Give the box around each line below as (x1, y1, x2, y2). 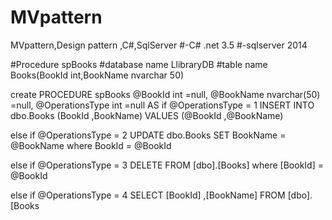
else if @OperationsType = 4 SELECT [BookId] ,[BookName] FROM (10, 189, 286, 201)
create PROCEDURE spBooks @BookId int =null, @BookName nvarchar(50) (10, 88, 321, 100)
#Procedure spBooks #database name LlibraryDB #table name (10, 58, 268, 70)
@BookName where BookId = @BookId (10, 139, 172, 151)
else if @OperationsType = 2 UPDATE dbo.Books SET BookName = (10, 129, 287, 141)
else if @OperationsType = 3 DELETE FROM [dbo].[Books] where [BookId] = (10, 159, 324, 171)
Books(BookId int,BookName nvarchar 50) (10, 69, 185, 81)
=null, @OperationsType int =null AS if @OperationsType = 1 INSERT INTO (10, 99, 315, 111)
